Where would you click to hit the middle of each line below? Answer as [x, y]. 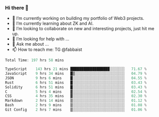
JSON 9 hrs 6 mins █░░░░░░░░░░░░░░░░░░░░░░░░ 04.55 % [76, 78]
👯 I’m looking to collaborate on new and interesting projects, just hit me [83, 29]
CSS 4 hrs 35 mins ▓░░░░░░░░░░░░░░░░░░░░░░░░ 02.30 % [76, 96]
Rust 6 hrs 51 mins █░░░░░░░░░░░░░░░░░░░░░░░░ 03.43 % [76, 83]
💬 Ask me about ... [30, 44]
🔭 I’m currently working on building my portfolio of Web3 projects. [78, 18]
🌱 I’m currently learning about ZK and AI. [53, 23]
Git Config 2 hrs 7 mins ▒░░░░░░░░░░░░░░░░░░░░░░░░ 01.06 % [76, 110]
